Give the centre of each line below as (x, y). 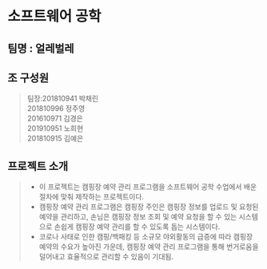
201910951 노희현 (55, 129)
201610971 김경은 (55, 119)
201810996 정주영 (56, 109)
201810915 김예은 (55, 138)
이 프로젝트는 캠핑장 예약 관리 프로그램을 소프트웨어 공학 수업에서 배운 (148, 187)
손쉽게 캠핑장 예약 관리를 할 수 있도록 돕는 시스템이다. (137, 227)
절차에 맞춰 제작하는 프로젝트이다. (92, 197)
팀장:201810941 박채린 (63, 99)
